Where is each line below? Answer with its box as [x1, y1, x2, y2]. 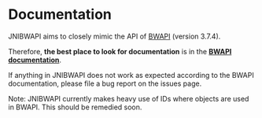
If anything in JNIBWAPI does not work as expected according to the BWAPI [8, 70, 254, 79]
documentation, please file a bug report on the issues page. [8, 79, 202, 88]
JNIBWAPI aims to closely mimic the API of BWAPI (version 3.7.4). [8, 31, 221, 41]
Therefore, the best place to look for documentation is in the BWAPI [8, 46, 232, 56]
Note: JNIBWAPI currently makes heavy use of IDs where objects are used [8, 94, 249, 103]
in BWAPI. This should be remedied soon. [8, 102, 142, 112]
